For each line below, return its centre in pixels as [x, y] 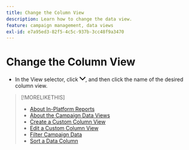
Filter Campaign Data [56, 134]
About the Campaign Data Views [70, 115]
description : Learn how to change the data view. [69, 19]
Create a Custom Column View [68, 122]
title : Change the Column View [45, 13]
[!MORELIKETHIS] [43, 97]
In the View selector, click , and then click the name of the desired [99, 79]
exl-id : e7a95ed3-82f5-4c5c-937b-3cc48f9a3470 [65, 32]
